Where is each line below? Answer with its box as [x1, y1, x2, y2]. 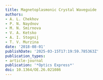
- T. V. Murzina [5, 40, 39, 45]
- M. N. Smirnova [5, 26, 41, 31]
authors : [5, 12, 23, 17]
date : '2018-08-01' [5, 44, 46, 49]
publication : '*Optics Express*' [5, 63, 75, 68]
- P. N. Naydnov [5, 21, 39, 26]
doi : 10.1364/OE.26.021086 [5, 68, 61, 73]
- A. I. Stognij [5, 35, 39, 40]
